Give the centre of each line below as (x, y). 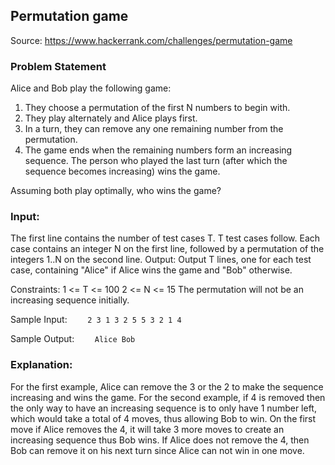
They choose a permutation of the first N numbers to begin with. (157, 108)
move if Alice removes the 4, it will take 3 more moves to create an (147, 429)
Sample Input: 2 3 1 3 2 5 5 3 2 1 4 (96, 320)
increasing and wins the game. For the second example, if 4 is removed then (168, 397)
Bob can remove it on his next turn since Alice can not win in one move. (157, 450)
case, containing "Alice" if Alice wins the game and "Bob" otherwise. (151, 270)
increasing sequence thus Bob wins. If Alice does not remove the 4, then (160, 440)
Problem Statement (58, 66)
